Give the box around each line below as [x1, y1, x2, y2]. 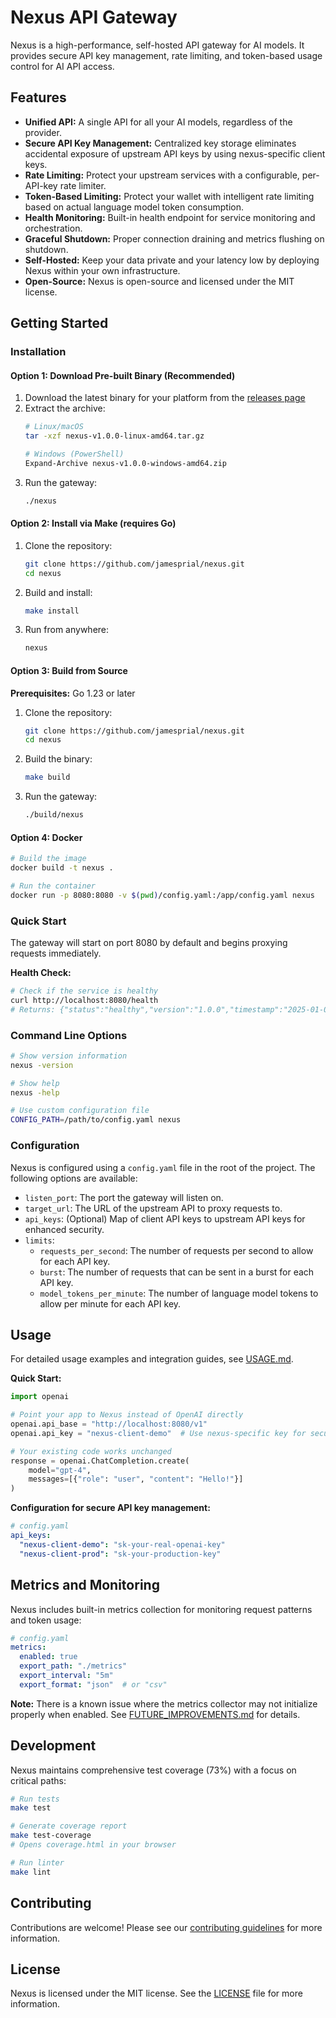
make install [24, 606, 80, 616]
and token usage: [10, 1614, 82, 1626]
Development [10, 1737, 97, 1755]
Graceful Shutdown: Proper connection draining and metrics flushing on [24, 232, 325, 245]
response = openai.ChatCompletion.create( [10, 1456, 190, 1466]
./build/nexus [24, 810, 84, 820]
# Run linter [10, 1857, 65, 1868]
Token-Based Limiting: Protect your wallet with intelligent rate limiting [24, 190, 315, 202]
